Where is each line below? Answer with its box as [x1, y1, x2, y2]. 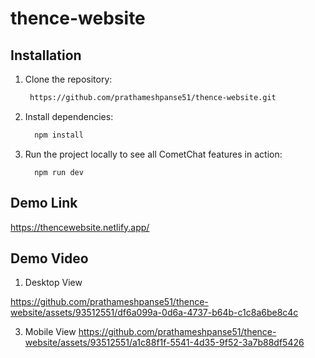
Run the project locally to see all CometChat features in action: [24, 148, 283, 160]
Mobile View [24, 326, 77, 338]
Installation [10, 47, 82, 64]
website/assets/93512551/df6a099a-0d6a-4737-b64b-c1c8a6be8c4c [10, 307, 299, 319]
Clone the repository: [24, 73, 113, 85]
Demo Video [10, 250, 89, 267]
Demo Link [10, 195, 78, 212]
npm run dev [34, 167, 84, 177]
